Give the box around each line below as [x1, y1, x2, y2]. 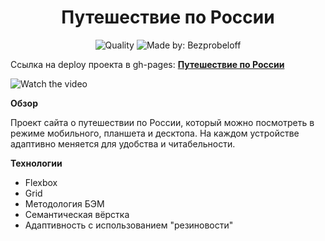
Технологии [10, 157, 63, 169]
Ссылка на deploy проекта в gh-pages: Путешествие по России [10, 58, 285, 70]
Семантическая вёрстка [24, 208, 130, 220]
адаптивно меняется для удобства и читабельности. [10, 137, 236, 150]
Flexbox [24, 176, 58, 188]
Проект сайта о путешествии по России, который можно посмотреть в [10, 116, 315, 128]
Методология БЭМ [24, 197, 105, 210]
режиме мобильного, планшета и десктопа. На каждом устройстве [10, 127, 300, 139]
